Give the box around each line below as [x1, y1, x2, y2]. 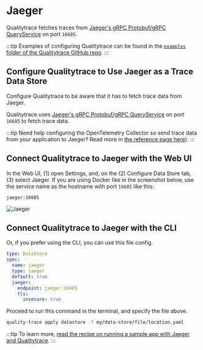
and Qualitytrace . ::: [6, 337, 56, 344]
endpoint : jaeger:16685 [17, 285, 78, 291]
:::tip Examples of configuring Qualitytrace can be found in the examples [6, 42, 186, 50]
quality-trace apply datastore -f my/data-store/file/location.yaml [6, 319, 184, 326]
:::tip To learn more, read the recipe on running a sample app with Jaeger [6, 330, 190, 338]
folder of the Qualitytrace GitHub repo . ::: [6, 48, 110, 56]
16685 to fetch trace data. [6, 117, 69, 124]
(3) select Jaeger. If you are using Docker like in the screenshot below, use [6, 176, 194, 184]
